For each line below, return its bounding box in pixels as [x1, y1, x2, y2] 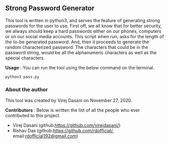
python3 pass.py [5, 74, 39, 80]
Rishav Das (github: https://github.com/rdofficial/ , [12, 128, 115, 134]
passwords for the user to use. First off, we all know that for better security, [5, 23, 162, 29]
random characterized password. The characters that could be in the [5, 44, 148, 50]
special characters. [5, 55, 45, 61]
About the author [5, 86, 48, 93]
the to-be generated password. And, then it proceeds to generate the [5, 39, 149, 45]
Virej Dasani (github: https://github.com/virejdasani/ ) [12, 122, 121, 128]
